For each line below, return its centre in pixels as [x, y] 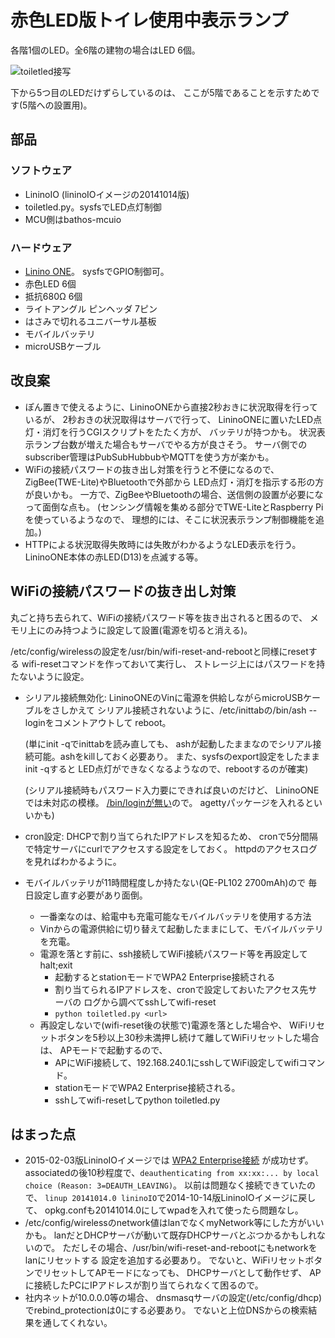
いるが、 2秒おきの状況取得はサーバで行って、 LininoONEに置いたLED [169, 419]
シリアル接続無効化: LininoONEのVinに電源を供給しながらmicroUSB [163, 697]
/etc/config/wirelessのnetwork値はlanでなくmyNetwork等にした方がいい [174, 1223]
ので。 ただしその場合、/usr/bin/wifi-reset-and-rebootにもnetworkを [175, 1248]
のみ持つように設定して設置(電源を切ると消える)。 [148, 630]
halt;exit [56, 965]
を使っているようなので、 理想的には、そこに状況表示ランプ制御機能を [170, 519]
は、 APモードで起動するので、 [103, 1050]
